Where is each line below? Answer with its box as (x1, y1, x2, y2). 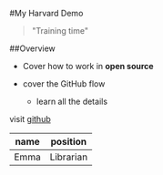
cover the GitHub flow (22, 78, 106, 89)
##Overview (9, 43, 56, 54)
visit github (9, 114, 52, 124)
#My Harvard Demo (9, 8, 84, 18)
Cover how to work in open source (22, 61, 154, 71)
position (50, 136, 87, 148)
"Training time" (31, 26, 89, 36)
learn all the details (36, 96, 107, 107)
